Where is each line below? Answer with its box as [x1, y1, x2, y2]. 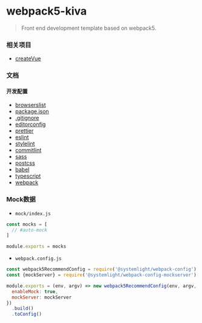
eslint [15, 134, 29, 141]
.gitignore [15, 114, 39, 122]
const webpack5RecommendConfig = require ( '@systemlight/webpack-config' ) [6, 266, 197, 273]
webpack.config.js [15, 255, 62, 262]
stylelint [15, 140, 35, 147]
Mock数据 [6, 195, 36, 204]
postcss [15, 159, 35, 167]
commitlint [15, 147, 42, 154]
